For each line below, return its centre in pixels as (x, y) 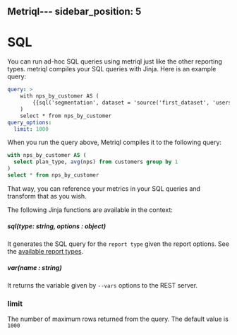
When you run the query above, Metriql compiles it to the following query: (115, 142)
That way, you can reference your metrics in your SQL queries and (104, 188)
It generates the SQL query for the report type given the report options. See (118, 244)
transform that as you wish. (47, 196)
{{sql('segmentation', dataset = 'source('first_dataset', (121, 103)
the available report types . (45, 251)
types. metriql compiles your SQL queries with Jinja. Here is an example (112, 69)
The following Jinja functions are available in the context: (90, 210)
